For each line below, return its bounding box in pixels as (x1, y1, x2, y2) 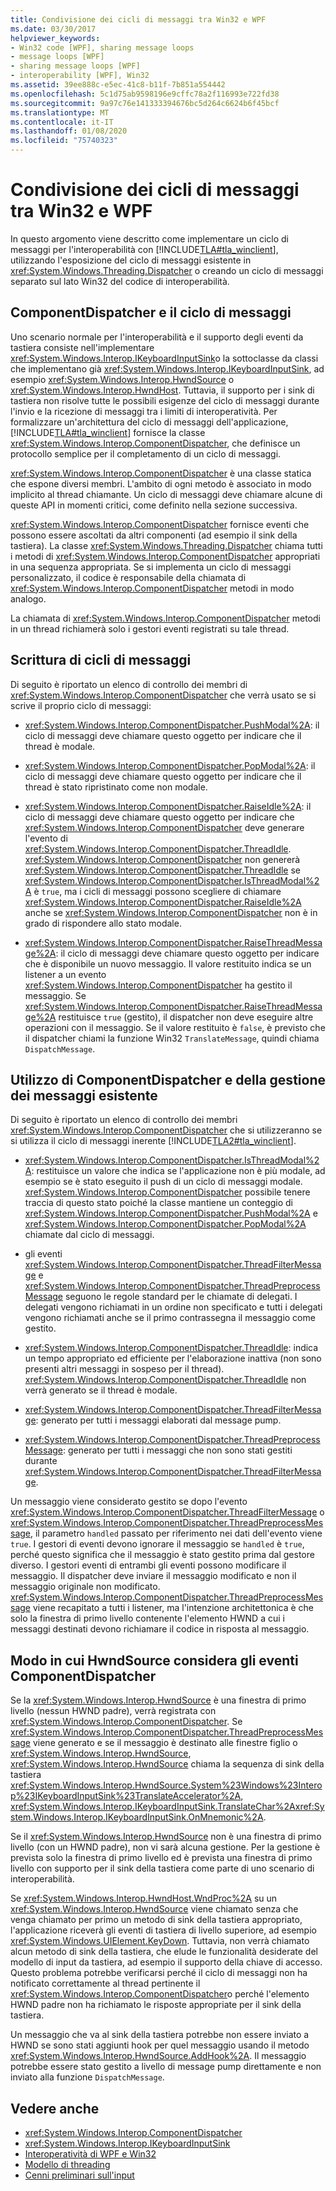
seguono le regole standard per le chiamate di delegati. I (64, 1291, 298, 1303)
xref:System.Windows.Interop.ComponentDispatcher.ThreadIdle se (24, 864, 302, 876)
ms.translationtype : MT (10, 107, 110, 118)
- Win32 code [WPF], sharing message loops (10, 42, 195, 53)
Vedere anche (10, 2100, 100, 2117)
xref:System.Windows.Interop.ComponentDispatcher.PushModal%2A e (24, 1207, 318, 1220)
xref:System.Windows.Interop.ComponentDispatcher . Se (10, 1716, 243, 1728)
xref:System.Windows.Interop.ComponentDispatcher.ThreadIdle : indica (24, 1342, 319, 1354)
